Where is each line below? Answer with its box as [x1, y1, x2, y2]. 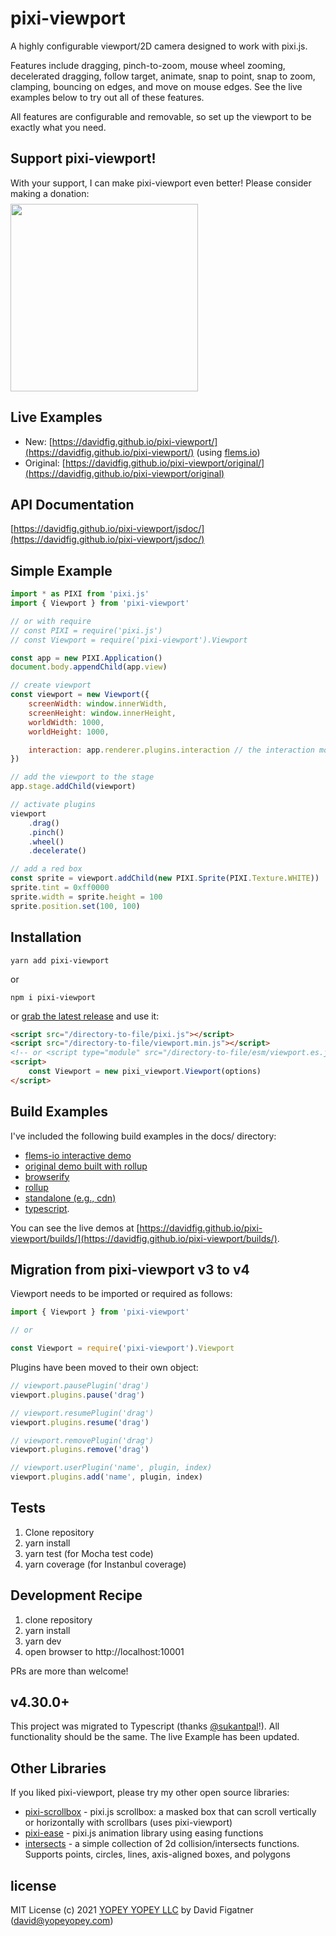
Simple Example [10, 562, 113, 579]
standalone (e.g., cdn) [24, 1192, 117, 1204]
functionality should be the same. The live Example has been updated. [10, 1731, 300, 1743]
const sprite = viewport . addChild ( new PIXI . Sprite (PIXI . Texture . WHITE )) [10, 873, 320, 884]
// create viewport [10, 680, 92, 691]
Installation [10, 929, 82, 946]
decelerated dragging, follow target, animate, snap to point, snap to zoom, [10, 70, 316, 82]
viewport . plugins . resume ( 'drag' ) [10, 1417, 150, 1427]
